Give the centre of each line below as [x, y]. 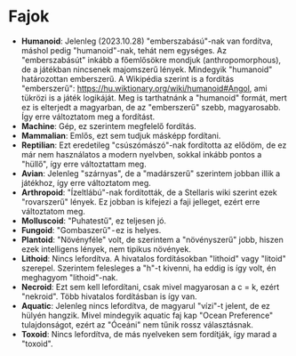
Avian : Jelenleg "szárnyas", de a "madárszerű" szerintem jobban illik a [151, 173]
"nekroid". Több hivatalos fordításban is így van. [109, 296]
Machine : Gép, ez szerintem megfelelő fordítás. [108, 125]
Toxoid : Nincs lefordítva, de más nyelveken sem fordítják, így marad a [149, 334]
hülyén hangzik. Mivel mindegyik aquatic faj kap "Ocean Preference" [147, 315]
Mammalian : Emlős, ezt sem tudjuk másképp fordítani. [121, 135]
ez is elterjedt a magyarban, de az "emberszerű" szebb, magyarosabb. [151, 107]
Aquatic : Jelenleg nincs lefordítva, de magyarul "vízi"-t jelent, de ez [145, 305]
